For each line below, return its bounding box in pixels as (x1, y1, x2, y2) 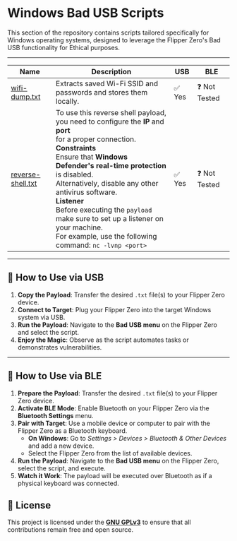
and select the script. (17, 328, 80, 336)
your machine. (55, 222, 104, 232)
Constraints (55, 143, 97, 153)
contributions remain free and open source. (7, 525, 134, 534)
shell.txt (11, 178, 37, 188)
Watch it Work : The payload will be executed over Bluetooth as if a (17, 471, 213, 480)
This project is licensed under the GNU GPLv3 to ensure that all (7, 518, 192, 527)
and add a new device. (28, 441, 95, 450)
